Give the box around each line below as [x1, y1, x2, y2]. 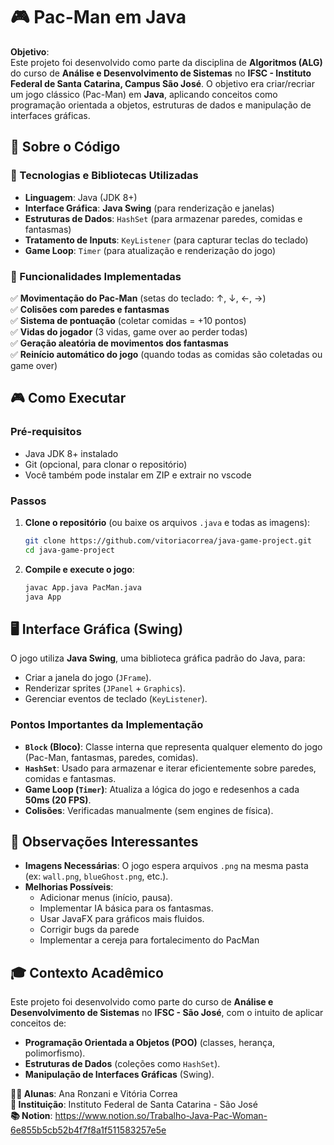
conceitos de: [10, 1017, 67, 1029]
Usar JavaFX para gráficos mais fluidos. [39, 913, 205, 925]
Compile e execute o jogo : [24, 563, 135, 575]
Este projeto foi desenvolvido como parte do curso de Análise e [10, 996, 274, 1008]
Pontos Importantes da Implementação [10, 718, 204, 732]
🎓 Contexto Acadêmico [10, 964, 164, 981]
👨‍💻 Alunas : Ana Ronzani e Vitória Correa [10, 1088, 178, 1100]
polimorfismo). [24, 1047, 86, 1059]
